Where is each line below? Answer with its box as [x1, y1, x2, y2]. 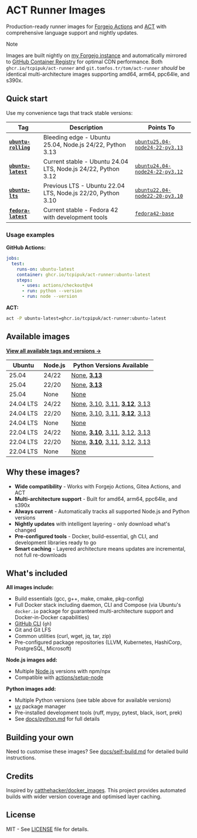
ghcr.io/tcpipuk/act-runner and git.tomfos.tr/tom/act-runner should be [6, 64, 186, 71]
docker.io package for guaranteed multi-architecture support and [14, 608, 174, 615]
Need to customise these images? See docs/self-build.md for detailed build [6, 748, 189, 755]
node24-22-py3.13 [134, 144, 184, 151]
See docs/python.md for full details [14, 715, 100, 722]
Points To [148, 123, 175, 131]
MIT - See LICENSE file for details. [6, 825, 89, 833]
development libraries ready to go [14, 539, 97, 546]
